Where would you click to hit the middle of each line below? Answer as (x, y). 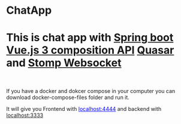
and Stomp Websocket (64, 63)
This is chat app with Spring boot (90, 38)
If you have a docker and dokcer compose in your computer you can (91, 91)
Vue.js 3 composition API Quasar (90, 50)
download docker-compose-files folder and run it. (68, 97)
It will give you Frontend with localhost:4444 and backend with (84, 109)
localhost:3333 (25, 115)
